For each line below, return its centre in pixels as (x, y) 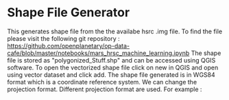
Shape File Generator (69, 13)
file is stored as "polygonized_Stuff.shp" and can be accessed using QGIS (111, 60)
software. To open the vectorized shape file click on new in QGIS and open (113, 67)
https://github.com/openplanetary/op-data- (69, 46)
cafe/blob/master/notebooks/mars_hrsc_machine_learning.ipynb (98, 53)
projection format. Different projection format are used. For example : (105, 89)
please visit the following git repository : (63, 38)
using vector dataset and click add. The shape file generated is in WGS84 (111, 74)
